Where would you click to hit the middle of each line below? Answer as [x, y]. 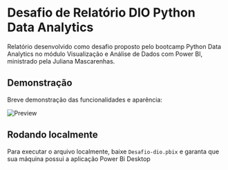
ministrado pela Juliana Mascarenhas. [61, 61]
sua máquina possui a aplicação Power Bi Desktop [79, 159]
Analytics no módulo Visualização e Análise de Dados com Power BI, [105, 54]
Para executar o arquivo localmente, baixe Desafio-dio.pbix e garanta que [113, 151]
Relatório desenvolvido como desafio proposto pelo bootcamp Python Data [114, 46]
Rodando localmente [53, 135]
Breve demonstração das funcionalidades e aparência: [85, 100]
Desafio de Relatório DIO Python [101, 13]
